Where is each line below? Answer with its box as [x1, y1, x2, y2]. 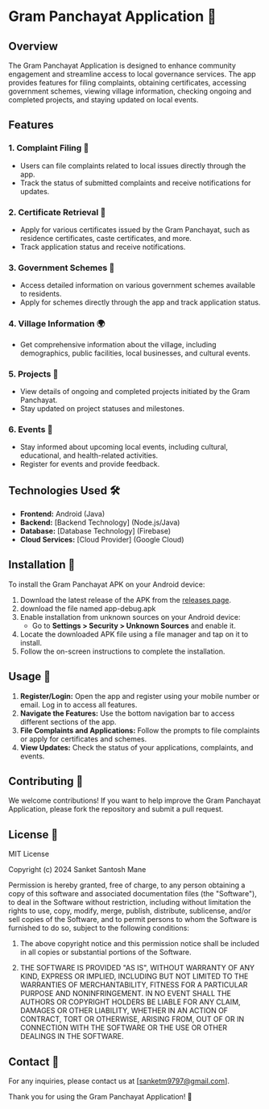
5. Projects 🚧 [8, 368, 59, 380]
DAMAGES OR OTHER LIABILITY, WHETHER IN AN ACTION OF [19, 1006, 228, 1016]
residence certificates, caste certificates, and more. [19, 233, 192, 243]
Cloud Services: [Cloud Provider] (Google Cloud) [19, 534, 184, 544]
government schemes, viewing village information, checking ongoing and [8, 86, 252, 96]
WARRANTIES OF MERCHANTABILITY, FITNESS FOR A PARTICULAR [19, 980, 248, 990]
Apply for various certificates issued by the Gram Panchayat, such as [19, 225, 250, 235]
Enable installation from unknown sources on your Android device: [19, 612, 241, 621]
